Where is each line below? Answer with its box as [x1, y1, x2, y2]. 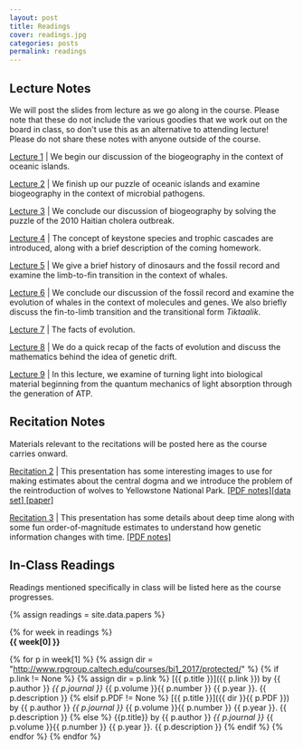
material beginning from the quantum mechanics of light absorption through [9, 378, 292, 389]
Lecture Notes [9, 81, 91, 96]
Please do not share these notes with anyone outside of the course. [9, 133, 261, 144]
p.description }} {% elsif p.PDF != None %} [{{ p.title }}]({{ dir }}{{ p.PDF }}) [9, 692, 290, 703]
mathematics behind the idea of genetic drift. [9, 351, 178, 362]
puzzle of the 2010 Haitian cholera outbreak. [9, 215, 175, 226]
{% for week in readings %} [9, 627, 113, 638]
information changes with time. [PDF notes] [9, 531, 172, 542]
